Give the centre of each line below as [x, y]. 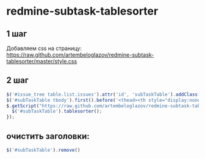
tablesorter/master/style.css [42, 61]
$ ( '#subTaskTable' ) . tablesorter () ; [57, 111]
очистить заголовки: [48, 136]
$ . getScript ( [23, 106]
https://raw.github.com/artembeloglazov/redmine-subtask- [80, 55]
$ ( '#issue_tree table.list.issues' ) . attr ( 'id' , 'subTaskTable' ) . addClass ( [103, 94]
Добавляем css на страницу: [44, 48]
